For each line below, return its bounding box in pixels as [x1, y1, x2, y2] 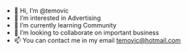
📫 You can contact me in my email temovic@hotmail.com [13, 37, 181, 44]
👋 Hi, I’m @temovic [13, 7, 69, 14]
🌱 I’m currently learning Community [13, 21, 117, 29]
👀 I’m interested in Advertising [13, 14, 101, 22]
